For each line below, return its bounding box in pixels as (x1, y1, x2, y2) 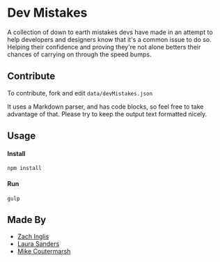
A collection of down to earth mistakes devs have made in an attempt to (7, 28, 214, 36)
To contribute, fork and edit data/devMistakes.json (7, 88, 153, 97)
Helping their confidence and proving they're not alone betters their (7, 43, 201, 51)
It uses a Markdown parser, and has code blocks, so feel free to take (7, 102, 204, 111)
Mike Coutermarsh (17, 247, 71, 256)
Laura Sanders (17, 240, 60, 248)
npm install (7, 165, 42, 172)
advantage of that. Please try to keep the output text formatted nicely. (7, 109, 207, 118)
